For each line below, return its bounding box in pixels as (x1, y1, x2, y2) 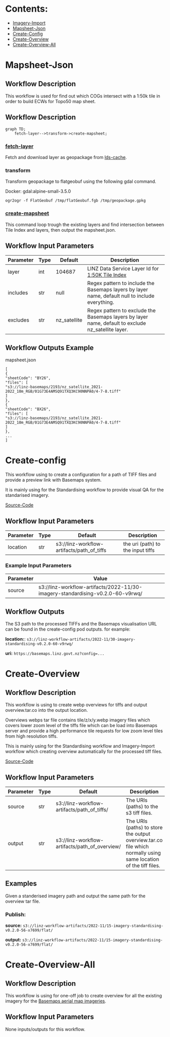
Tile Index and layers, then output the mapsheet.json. (5, 227, 116, 233)
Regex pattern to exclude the (87, 307, 156, 314)
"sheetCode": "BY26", (5, 375, 51, 381)
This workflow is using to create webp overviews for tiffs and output (5, 702, 148, 708)
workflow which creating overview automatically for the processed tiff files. (5, 748, 163, 755)
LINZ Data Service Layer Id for (87, 265, 159, 272)
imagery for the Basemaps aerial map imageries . (5, 998, 106, 1004)
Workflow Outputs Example (5, 343, 94, 352)
